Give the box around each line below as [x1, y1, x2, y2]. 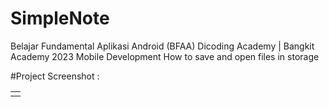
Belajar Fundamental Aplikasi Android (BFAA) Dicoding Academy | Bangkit [10, 40, 315, 52]
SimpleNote [10, 7, 110, 30]
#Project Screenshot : [10, 70, 100, 82]
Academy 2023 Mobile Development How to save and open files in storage [10, 50, 320, 62]
